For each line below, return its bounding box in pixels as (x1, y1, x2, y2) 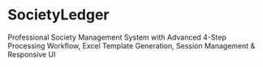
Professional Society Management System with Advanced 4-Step (7, 32, 226, 42)
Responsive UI (7, 49, 56, 59)
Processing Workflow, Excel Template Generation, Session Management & (7, 40, 256, 50)
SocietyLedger (7, 6, 110, 24)
